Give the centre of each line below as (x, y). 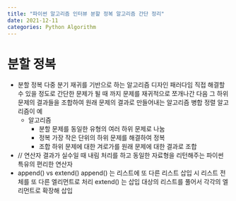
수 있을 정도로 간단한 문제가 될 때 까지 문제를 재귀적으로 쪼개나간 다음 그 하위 (123, 94)
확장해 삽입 (57, 190)
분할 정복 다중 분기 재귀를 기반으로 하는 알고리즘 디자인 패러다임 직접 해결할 (121, 85)
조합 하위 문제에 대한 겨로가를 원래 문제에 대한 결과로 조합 (118, 147)
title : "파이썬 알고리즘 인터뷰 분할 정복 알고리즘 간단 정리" (86, 14)
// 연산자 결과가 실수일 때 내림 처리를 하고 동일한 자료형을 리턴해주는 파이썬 (120, 155)
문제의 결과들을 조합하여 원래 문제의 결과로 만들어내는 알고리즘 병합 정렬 (117, 102)
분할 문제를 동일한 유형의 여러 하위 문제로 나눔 (102, 129)
